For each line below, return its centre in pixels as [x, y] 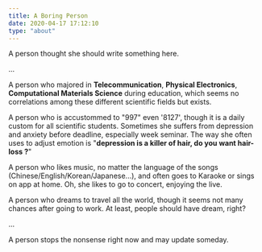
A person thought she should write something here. [94, 54]
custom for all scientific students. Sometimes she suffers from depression [131, 126]
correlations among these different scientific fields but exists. [110, 102]
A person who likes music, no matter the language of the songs [114, 167]
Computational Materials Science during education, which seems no [124, 93]
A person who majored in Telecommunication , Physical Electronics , [123, 85]
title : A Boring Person [48, 16]
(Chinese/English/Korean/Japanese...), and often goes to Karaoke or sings [131, 176]
